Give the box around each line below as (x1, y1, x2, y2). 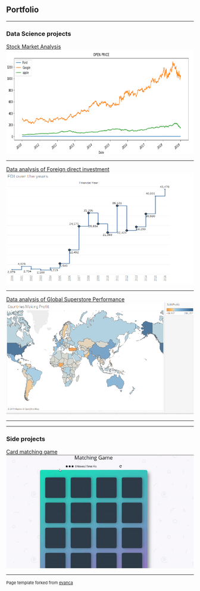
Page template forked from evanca (6, 580, 73, 586)
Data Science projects (6, 29, 71, 38)
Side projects (6, 435, 46, 443)
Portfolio (6, 5, 39, 15)
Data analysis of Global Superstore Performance (6, 296, 125, 303)
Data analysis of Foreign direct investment (6, 166, 110, 173)
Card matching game (6, 448, 58, 456)
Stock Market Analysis (6, 43, 61, 50)
